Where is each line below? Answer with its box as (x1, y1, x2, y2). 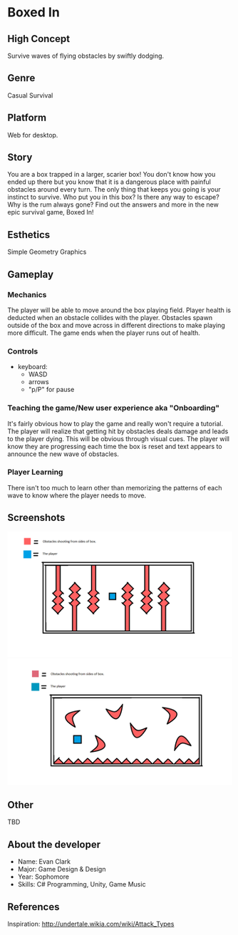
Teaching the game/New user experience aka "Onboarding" (7, 403, 219, 413)
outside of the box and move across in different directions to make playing (7, 321, 226, 329)
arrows (28, 378, 49, 386)
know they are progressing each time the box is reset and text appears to (7, 442, 222, 450)
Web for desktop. (7, 130, 58, 139)
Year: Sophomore (17, 872, 70, 881)
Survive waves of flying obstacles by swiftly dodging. (7, 51, 165, 60)
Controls (7, 346, 38, 356)
